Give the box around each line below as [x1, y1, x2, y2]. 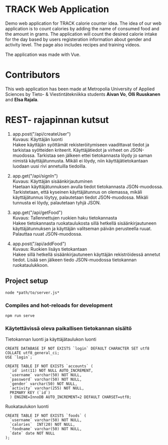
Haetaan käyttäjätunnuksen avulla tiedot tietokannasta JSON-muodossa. [12, 183, 163, 190]
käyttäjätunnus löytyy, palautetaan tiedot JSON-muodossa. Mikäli [12, 194, 148, 200]
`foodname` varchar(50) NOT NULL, [10, 426, 82, 432]
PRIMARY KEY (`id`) [10, 390, 51, 396]
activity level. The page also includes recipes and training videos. [5, 41, 141, 47]
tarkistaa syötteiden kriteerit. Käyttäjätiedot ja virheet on [12, 147, 129, 153]
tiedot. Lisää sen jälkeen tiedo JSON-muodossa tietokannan [12, 256, 137, 263]
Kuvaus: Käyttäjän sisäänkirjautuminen [12, 178, 93, 184]
